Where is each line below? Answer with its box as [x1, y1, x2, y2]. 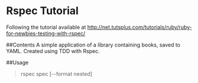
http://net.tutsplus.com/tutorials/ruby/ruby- [87, 24, 192, 31]
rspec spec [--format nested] [20, 70, 93, 77]
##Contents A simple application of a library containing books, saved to [6, 41, 181, 48]
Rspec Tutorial [6, 4, 79, 18]
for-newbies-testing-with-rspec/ [6, 29, 86, 36]
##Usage [6, 59, 29, 66]
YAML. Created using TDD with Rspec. [6, 47, 100, 54]
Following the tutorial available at [6, 24, 86, 31]
